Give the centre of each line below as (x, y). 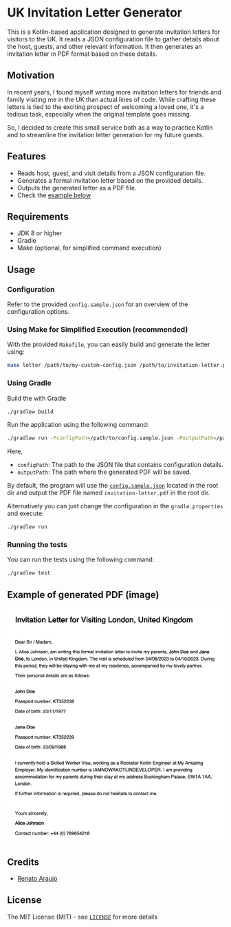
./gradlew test (29, 573)
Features (26, 157)
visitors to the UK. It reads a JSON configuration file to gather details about (113, 39)
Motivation (31, 76)
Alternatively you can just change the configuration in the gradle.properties (115, 506)
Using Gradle (29, 383)
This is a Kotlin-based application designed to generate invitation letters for (114, 32)
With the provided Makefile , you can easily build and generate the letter (109, 345)
